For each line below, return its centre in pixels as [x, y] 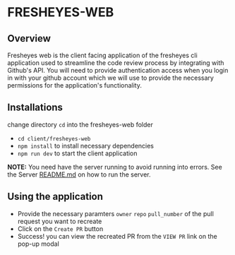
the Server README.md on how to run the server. [79, 174]
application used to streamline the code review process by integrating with [116, 63]
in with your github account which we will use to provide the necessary [110, 78]
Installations [35, 108]
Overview [29, 38]
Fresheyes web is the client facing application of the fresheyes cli [102, 55]
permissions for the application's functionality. [75, 85]
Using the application [55, 197]
